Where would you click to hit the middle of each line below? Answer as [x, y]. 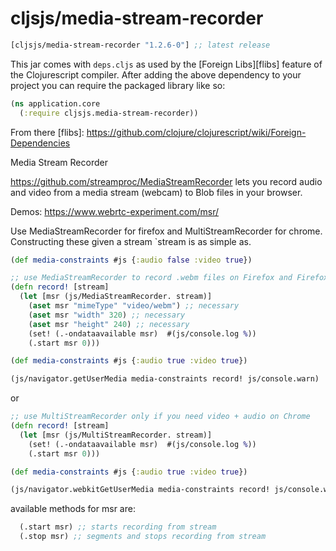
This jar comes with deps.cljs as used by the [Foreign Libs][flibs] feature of [166, 64]
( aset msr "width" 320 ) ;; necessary [107, 315]
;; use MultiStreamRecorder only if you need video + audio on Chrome [160, 417]
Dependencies [40, 143]
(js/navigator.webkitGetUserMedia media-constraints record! [140, 490]
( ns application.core [55, 103]
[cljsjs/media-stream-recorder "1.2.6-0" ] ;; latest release [140, 45]
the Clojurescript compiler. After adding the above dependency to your [156, 74]
